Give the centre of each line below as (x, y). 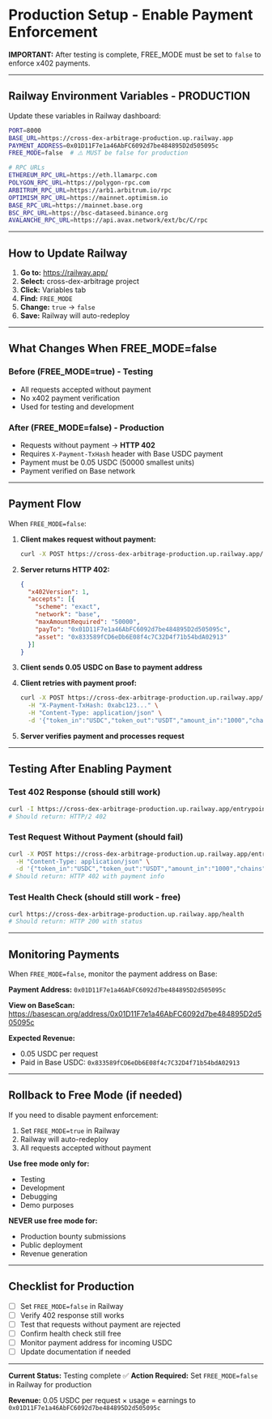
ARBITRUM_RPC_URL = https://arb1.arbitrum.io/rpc (90, 190)
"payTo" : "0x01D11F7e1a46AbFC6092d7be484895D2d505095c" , (133, 629)
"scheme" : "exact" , (68, 607)
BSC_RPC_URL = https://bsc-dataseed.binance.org (88, 213)
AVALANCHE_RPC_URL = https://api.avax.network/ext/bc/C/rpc (108, 220)
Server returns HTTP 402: (65, 569)
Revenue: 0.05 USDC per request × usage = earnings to (102, 1400)
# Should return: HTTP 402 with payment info (86, 877)
